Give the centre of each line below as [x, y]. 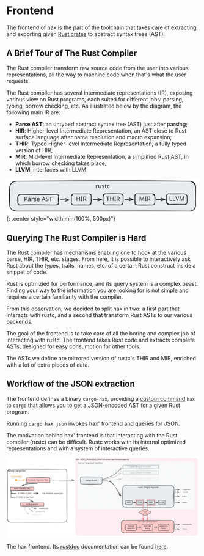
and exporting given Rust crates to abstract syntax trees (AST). [86, 34]
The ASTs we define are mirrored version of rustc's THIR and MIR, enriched [101, 359]
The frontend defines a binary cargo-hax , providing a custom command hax [101, 398]
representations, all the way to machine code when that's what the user [96, 75]
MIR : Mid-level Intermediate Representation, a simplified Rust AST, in [102, 156]
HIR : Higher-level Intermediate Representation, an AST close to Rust [101, 130]
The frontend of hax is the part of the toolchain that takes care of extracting [101, 27]
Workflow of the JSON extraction [71, 384]
